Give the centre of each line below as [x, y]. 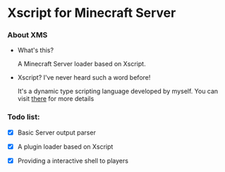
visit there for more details [56, 99]
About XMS [28, 35]
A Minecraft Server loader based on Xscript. [81, 64]
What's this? [36, 50]
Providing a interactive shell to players [73, 161]
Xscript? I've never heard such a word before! [84, 78]
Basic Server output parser [57, 133]
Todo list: [24, 117]
